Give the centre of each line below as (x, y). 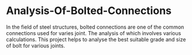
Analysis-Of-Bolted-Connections (89, 11)
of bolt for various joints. (36, 46)
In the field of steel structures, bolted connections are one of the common (95, 27)
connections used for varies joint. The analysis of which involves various (94, 33)
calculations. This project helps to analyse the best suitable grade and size (96, 39)
